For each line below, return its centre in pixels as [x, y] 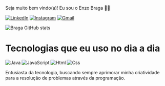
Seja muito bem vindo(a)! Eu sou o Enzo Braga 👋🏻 [58, 8]
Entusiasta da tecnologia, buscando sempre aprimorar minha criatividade [82, 72]
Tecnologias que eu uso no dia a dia [83, 48]
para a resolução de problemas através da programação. [65, 78]
